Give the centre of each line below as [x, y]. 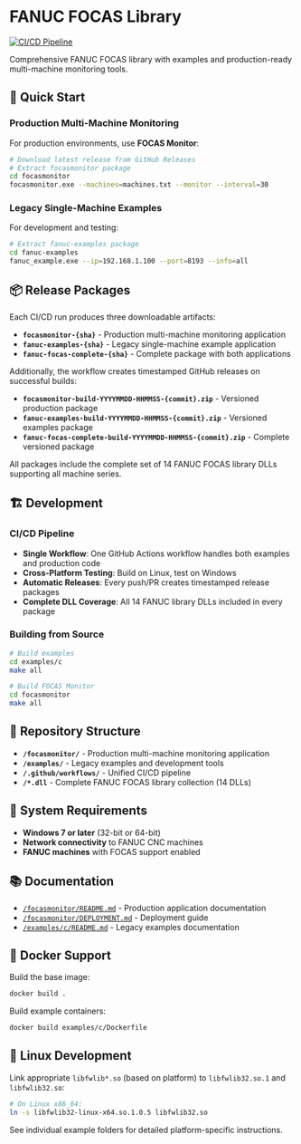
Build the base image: [50, 977]
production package [60, 408]
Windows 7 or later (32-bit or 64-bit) [91, 832]
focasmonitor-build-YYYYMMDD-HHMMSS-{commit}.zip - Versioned [141, 398]
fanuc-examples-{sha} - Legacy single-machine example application [149, 344]
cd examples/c [36, 662]
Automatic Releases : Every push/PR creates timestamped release [146, 582]
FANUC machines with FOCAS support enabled [111, 851]
